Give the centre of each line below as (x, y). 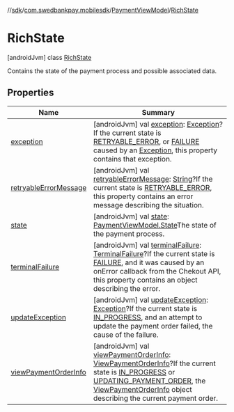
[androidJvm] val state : (131, 216)
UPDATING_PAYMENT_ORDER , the (149, 381)
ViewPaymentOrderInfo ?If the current (154, 363)
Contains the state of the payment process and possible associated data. (112, 71)
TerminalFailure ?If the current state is (154, 253)
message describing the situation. (148, 205)
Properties (31, 93)
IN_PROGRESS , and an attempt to (148, 317)
